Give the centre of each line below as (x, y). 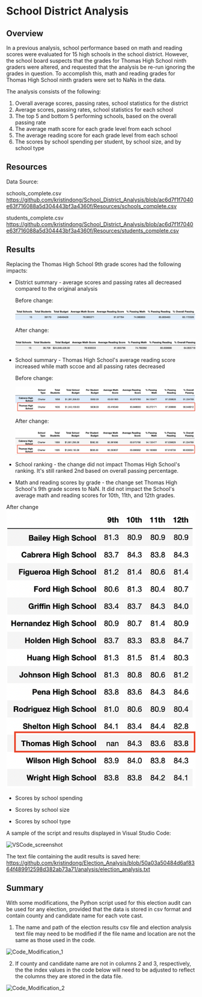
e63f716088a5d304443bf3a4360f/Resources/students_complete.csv (93, 230)
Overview (25, 33)
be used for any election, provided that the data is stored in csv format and (99, 909)
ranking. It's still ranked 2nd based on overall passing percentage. (97, 470)
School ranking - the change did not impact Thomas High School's (97, 464)
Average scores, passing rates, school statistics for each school (94, 109)
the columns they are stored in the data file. (69, 976)
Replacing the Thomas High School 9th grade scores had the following (94, 264)
